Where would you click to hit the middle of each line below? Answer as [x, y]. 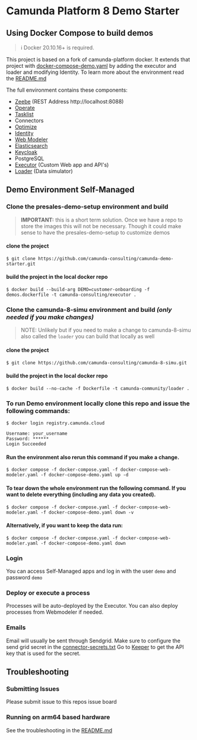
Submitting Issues [33, 689]
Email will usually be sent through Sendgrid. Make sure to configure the [93, 641]
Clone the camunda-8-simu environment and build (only [89, 310]
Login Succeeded [26, 444]
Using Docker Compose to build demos [80, 33]
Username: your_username [37, 434]
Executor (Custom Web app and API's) [62, 165]
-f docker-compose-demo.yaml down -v [87, 512]
